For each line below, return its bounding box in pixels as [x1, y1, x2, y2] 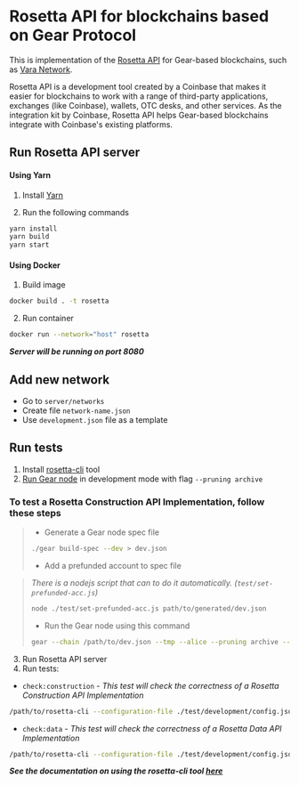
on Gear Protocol [9, 25, 136, 45]
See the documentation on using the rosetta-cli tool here [9, 765, 223, 776]
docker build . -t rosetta [9, 296, 109, 306]
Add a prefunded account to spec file [44, 560, 182, 571]
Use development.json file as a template [21, 414, 168, 425]
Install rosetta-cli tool [21, 464, 101, 474]
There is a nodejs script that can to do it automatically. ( [30, 577, 238, 588]
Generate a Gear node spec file [44, 527, 160, 538]
